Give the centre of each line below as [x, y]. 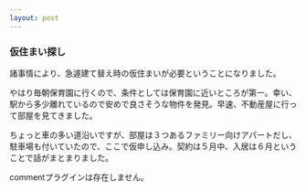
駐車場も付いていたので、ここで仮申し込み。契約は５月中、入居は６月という [153, 146]
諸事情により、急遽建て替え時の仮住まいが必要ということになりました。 [145, 73]
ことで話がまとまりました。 [62, 157]
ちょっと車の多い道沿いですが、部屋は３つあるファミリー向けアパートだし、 [153, 134]
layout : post [34, 18]
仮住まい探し [38, 51]
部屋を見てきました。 [57, 115]
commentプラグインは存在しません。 [79, 177]
